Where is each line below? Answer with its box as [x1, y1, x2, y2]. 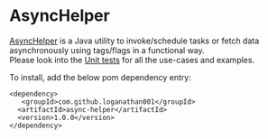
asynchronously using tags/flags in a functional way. [9, 44, 205, 55]
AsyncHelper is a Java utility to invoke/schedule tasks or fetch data [9, 35, 260, 46]
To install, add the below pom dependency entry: [9, 71, 191, 82]
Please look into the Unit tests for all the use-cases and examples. [9, 54, 255, 65]
